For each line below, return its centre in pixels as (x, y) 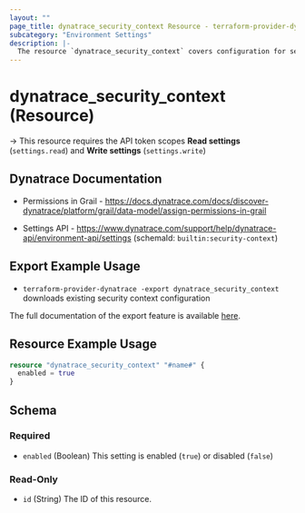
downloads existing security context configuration (116, 298)
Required (30, 436)
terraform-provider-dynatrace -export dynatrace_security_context (151, 289)
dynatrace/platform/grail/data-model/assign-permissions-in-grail (144, 211)
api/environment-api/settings (77, 238)
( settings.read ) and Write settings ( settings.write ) (108, 151)
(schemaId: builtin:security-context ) (206, 238)
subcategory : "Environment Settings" (81, 35)
